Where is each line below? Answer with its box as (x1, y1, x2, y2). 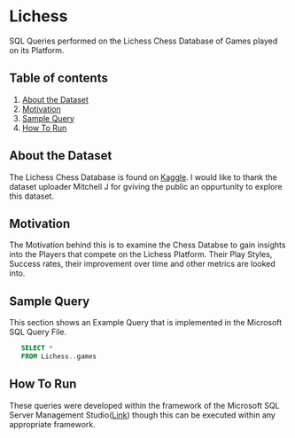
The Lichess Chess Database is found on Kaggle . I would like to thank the (9, 171, 277, 183)
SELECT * (20, 344, 53, 353)
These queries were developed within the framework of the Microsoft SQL (9, 400, 281, 411)
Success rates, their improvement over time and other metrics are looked (9, 259, 276, 270)
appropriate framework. (9, 418, 96, 429)
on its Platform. (9, 44, 65, 55)
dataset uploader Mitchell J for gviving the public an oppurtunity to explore (9, 181, 283, 192)
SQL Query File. (9, 326, 67, 338)
